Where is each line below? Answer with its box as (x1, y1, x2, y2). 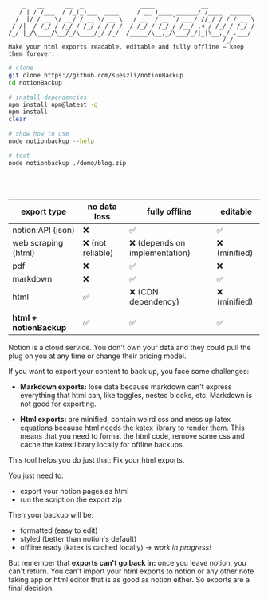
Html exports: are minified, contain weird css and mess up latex (19, 414, 231, 424)
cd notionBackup (8, 78, 62, 87)
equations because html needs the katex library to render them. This (19, 423, 245, 432)
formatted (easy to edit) (19, 525, 98, 535)
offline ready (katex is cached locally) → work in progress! (19, 542, 211, 552)
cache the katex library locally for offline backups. (19, 439, 185, 449)
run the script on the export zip (19, 495, 122, 504)
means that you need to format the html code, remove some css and (19, 431, 245, 440)
